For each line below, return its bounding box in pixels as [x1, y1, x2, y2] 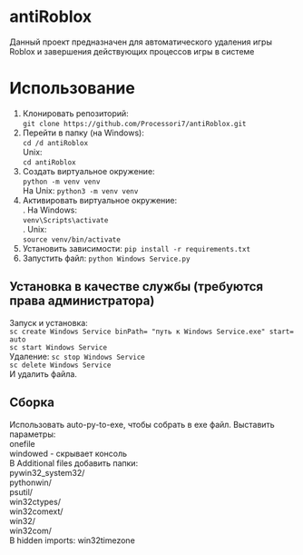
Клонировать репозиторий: [22, 107, 129, 119]
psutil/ [9, 486, 34, 497]
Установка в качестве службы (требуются [9, 279, 264, 294]
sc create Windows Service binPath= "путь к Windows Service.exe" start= [9, 327, 295, 336]
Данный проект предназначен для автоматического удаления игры [9, 36, 272, 47]
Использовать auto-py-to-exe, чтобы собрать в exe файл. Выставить [9, 419, 275, 430]
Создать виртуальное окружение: [22, 165, 156, 176]
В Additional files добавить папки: [9, 457, 139, 469]
